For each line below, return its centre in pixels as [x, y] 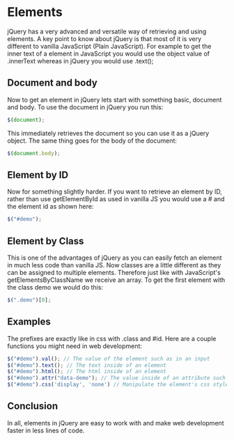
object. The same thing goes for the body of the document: [92, 141]
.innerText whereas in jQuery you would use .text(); [80, 61]
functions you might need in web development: [75, 346]
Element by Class [46, 241]
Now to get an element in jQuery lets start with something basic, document [115, 100]
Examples [29, 322]
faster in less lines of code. [46, 430]
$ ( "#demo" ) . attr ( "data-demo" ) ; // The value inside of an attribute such [117, 378]
